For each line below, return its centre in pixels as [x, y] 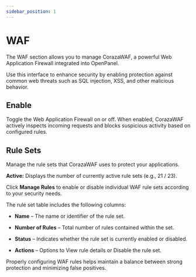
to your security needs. [34, 194]
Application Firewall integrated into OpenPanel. [63, 63]
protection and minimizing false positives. [56, 268]
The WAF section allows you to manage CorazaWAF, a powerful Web [89, 57]
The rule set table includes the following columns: [66, 205]
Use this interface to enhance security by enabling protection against [89, 75]
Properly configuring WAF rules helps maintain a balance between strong [94, 262]
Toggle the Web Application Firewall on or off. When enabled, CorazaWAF [95, 119]
